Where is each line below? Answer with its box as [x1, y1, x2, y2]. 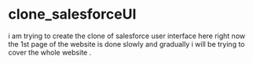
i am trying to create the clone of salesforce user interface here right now [8, 31, 246, 40]
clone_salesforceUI [8, 5, 137, 23]
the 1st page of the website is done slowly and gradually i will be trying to [8, 39, 245, 48]
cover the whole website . [8, 47, 92, 57]
